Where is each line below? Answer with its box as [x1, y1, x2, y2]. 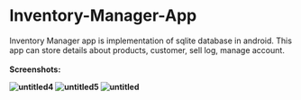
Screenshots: [9, 64, 61, 75]
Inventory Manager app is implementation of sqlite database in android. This [9, 35, 293, 46]
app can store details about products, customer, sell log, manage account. [9, 44, 286, 55]
